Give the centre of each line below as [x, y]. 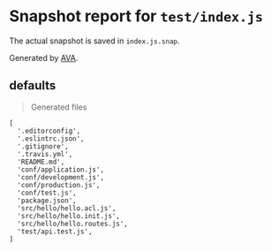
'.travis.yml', [45, 154]
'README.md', [41, 162]
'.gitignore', [43, 146]
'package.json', [47, 201]
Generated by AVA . [44, 57]
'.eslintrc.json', [51, 139]
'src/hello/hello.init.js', [69, 216]
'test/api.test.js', [55, 232]
